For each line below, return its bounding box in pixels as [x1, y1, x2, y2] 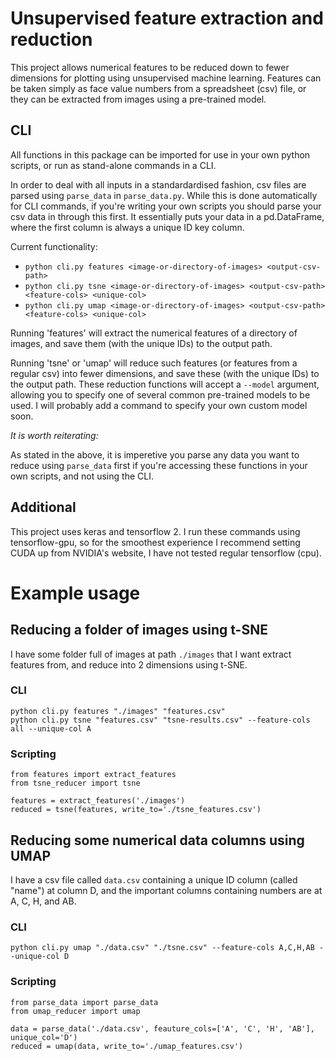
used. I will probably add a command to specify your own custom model [10, 399, 308, 411]
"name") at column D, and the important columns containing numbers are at [10, 884, 323, 896]
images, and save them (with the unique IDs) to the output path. [10, 337, 273, 349]
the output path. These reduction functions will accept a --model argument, [10, 378, 320, 390]
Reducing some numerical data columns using [10, 832, 305, 849]
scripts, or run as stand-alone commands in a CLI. [10, 159, 217, 171]
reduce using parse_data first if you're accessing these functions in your [10, 459, 308, 471]
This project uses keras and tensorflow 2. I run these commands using [10, 525, 301, 537]
